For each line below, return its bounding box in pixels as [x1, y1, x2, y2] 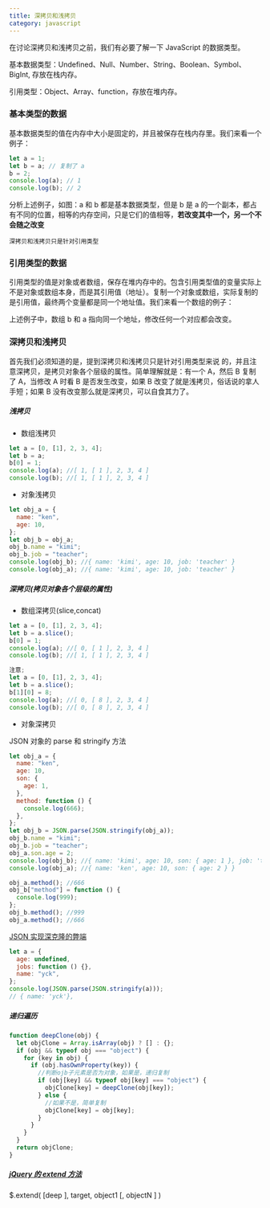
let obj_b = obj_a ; [9, 535, 75, 543]
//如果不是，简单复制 [44, 1099, 107, 1107]
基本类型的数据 [9, 109, 67, 120]
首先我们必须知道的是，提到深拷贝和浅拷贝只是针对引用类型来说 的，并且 [9, 356, 250, 366]
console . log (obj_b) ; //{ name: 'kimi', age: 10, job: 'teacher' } [9, 558, 236, 567]
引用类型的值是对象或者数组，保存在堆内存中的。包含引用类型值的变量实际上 [9, 277, 262, 287]
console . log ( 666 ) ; [23, 805, 85, 813]
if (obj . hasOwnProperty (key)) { [30, 1062, 139, 1070]
